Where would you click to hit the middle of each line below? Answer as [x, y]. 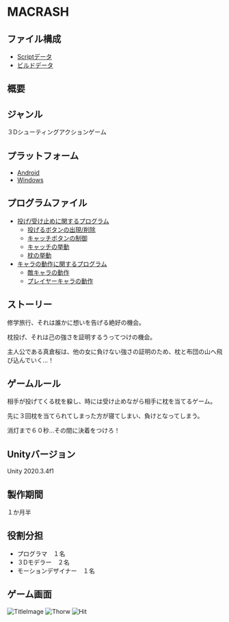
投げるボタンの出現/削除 [61, 229]
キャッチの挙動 [48, 247]
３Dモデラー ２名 [43, 562]
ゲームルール [34, 384]
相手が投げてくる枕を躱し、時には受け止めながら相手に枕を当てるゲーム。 [112, 401]
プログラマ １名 [41, 553]
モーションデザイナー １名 [56, 571]
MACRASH [38, 12]
